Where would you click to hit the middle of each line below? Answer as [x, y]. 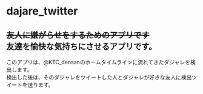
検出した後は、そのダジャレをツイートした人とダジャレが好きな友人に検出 [99, 77]
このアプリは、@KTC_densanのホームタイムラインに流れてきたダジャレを [98, 62]
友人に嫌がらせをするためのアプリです [78, 35]
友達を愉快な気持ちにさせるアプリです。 [82, 46]
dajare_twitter [42, 11]
